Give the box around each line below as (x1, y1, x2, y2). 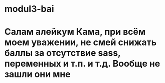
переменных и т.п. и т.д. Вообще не (4, 58, 160, 69)
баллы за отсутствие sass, (4, 47, 121, 59)
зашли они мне (4, 69, 71, 80)
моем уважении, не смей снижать (4, 37, 157, 48)
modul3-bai (4, 3, 54, 15)
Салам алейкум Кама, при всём (4, 26, 146, 38)
